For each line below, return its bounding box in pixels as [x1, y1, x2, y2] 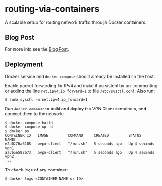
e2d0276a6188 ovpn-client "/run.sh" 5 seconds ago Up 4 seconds [5, 141, 155, 146]
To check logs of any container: [5, 167, 68, 172]
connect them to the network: [5, 110, 64, 117]
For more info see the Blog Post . [5, 46, 69, 52]
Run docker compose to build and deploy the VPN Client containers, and [5, 106, 147, 111]
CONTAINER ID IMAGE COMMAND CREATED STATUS [5, 133, 142, 138]
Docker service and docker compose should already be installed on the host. [5, 73, 155, 79]
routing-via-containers [5, 3, 100, 15]
